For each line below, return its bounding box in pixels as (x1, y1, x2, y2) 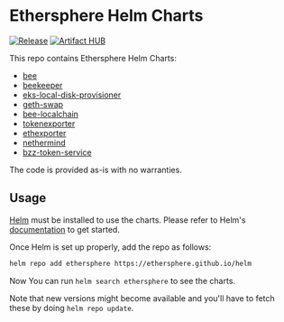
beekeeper (22, 79, 63, 90)
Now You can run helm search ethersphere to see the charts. (9, 275, 236, 286)
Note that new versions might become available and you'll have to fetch (9, 292, 275, 303)
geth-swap (22, 98, 64, 109)
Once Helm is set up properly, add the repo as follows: (9, 241, 212, 253)
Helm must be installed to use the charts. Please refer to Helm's (9, 214, 246, 225)
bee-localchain (22, 108, 79, 119)
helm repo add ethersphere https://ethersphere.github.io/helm (9, 259, 252, 268)
